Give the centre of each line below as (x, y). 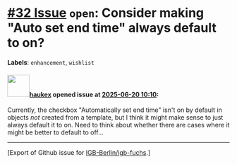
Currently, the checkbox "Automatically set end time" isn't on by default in (115, 110)
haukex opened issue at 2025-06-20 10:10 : (94, 94)
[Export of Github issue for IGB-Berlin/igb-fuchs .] (79, 153)
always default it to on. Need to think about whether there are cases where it (119, 125)
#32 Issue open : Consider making (106, 13)
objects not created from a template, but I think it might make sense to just (115, 118)
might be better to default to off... (55, 132)
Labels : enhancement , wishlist (51, 62)
